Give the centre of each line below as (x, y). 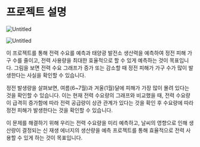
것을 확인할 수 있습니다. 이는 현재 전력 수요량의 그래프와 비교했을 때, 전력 (90, 95)
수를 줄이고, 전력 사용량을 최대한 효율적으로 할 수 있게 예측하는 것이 (90, 60)
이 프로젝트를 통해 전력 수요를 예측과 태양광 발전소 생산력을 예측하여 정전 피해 (96, 53)
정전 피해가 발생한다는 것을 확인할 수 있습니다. (60, 110)
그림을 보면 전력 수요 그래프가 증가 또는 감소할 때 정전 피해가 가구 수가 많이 (101, 68)
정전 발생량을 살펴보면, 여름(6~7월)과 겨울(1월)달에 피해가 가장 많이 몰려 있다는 (98, 87)
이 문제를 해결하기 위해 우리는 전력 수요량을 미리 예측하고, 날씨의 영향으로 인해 (97, 123)
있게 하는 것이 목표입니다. (53, 137)
